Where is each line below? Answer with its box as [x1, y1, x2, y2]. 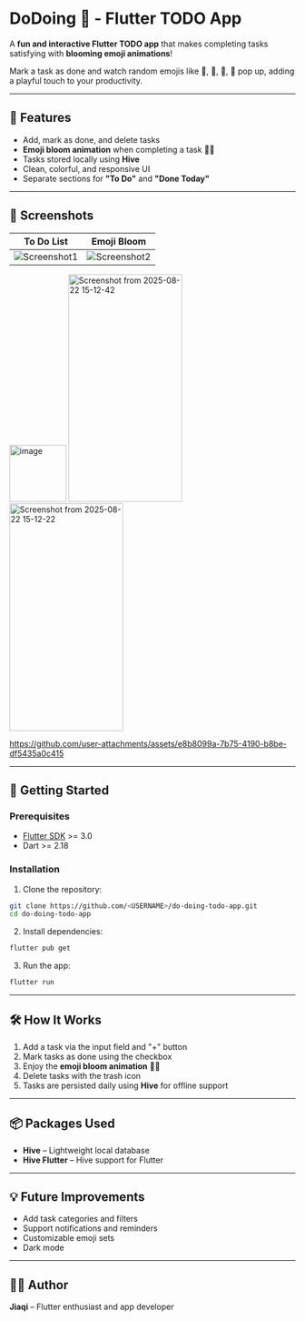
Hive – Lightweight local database [22, 1145, 150, 1155]
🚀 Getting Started [9, 782, 110, 798]
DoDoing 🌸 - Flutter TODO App [9, 8, 242, 29]
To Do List [24, 235, 68, 247]
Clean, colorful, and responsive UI [22, 163, 151, 174]
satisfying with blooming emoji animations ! [9, 47, 172, 58]
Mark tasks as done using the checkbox [22, 1051, 172, 1062]
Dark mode [22, 1242, 65, 1254]
